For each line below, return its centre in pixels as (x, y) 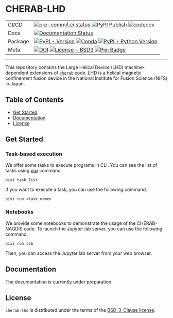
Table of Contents (35, 100)
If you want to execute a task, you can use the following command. (76, 190)
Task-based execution (34, 154)
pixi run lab (19, 243)
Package (19, 41)
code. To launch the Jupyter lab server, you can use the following (93, 228)
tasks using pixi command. (34, 171)
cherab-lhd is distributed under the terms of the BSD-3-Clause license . (81, 310)
